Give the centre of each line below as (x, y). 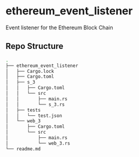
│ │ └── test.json (34, 116)
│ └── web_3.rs (38, 143)
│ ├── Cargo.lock (30, 71)
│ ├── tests (23, 110)
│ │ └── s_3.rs (35, 104)
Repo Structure (34, 46)
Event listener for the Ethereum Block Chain (59, 27)
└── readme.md (23, 149)
